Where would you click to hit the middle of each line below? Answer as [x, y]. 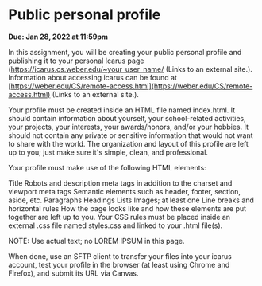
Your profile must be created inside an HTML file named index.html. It [122, 110]
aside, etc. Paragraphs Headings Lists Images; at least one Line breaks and [131, 200]
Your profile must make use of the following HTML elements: [107, 167]
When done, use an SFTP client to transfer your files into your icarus [120, 256]
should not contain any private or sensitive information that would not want [131, 135]
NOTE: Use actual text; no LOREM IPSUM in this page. [96, 241]
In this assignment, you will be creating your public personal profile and [125, 52]
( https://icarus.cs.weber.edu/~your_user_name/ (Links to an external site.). [130, 69]
